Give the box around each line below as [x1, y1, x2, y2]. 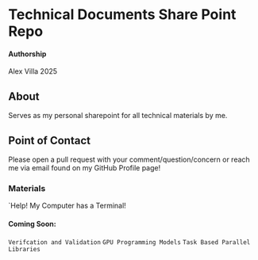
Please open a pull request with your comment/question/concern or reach [8, 155, 250, 164]
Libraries [8, 245, 41, 253]
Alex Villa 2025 [8, 67, 58, 76]
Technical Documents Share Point [8, 6, 237, 24]
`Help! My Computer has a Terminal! [8, 201, 127, 211]
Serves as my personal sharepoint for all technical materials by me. [8, 111, 228, 120]
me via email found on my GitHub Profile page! [8, 163, 161, 173]
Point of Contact [8, 133, 91, 147]
